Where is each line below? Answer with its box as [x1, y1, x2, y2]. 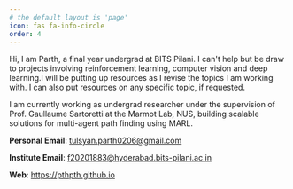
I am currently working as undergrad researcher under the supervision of [9, 99, 276, 110]
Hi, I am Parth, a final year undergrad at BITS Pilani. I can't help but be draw [9, 54, 285, 65]
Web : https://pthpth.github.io [9, 169, 115, 180]
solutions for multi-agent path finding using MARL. [9, 118, 193, 129]
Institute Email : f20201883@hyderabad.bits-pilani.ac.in [9, 153, 212, 163]
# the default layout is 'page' [9, 12, 128, 22]
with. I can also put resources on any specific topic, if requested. [9, 82, 246, 93]
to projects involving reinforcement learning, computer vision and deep [9, 63, 268, 74]
